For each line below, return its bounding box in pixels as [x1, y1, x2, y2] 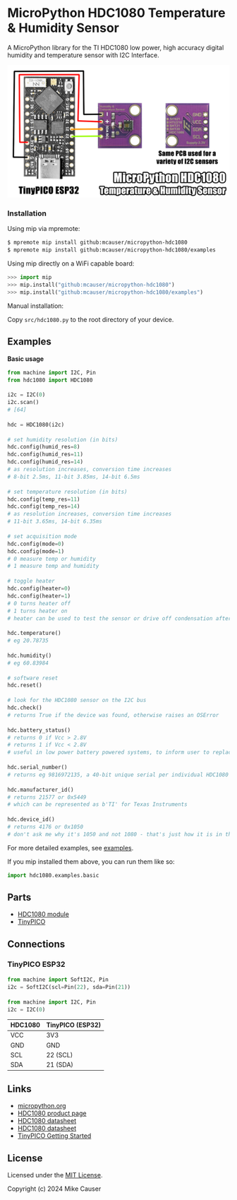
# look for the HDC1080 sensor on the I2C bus [7, 697, 147, 704]
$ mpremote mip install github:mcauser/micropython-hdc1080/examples [7, 246, 217, 254]
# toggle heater [7, 578, 55, 585]
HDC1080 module [17, 910, 69, 919]
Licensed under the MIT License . [7, 1171, 103, 1180]
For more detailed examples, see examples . [7, 843, 134, 852]
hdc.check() [7, 704, 42, 711]
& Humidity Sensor [7, 20, 120, 36]
